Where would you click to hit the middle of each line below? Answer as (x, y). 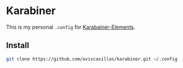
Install (18, 45)
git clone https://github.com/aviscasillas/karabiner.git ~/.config (92, 59)
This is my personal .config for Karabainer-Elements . (71, 27)
